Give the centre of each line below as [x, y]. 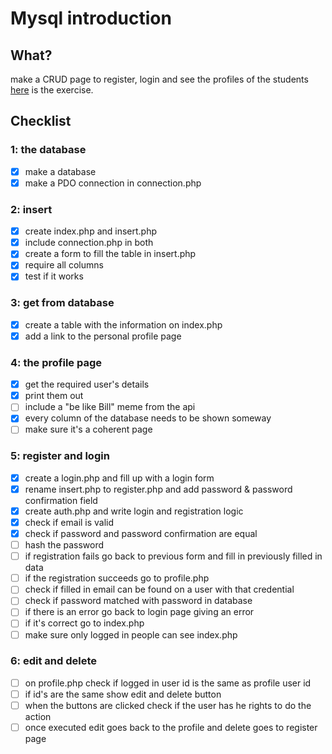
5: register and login [60, 456]
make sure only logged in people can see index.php [131, 634]
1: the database [48, 150]
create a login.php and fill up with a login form [119, 478]
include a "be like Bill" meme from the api [110, 407]
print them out [54, 396]
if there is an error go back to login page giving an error [139, 612]
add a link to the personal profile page [103, 336]
